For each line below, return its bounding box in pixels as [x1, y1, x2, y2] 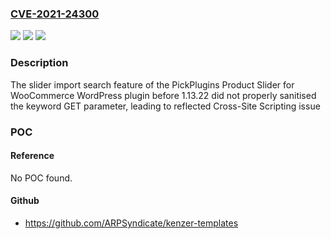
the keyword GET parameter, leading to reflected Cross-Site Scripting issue [10, 100, 321, 112]
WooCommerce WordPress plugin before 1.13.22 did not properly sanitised [10, 89, 317, 101]
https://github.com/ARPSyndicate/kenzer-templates [24, 217, 239, 229]
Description [10, 56, 69, 70]
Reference [10, 150, 55, 162]
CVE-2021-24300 [10, 7, 100, 21]
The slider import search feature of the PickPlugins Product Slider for [10, 78, 295, 91]
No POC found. [10, 172, 73, 184]
